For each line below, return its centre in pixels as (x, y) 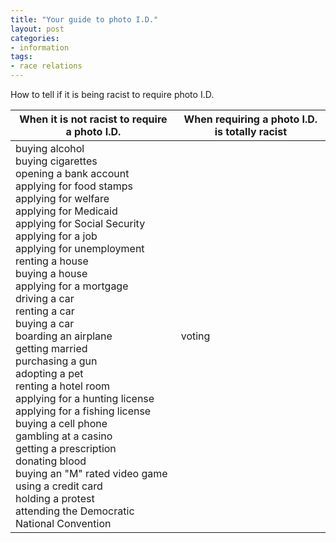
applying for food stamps (74, 186)
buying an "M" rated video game (91, 473)
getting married (51, 348)
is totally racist (250, 131)
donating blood (51, 461)
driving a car (45, 298)
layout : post (37, 29)
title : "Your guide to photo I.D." (84, 19)
